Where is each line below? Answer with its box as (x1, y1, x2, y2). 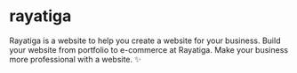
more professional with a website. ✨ (9, 54, 142, 64)
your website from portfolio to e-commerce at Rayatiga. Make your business (9, 44, 289, 55)
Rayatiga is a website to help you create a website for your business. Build (9, 35, 281, 46)
